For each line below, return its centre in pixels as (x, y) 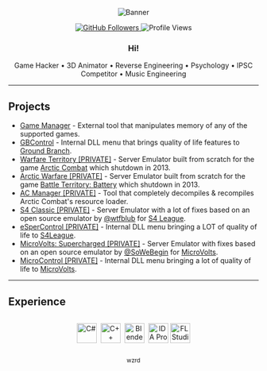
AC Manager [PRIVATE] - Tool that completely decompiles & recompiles (137, 193)
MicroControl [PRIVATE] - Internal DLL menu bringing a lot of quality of (135, 261)
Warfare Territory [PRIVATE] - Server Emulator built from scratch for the (137, 160)
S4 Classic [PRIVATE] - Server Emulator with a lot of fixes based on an (135, 210)
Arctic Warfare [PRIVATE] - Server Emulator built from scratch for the (133, 176)
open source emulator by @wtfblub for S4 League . (103, 218)
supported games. (50, 134)
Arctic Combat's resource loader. (74, 202)
